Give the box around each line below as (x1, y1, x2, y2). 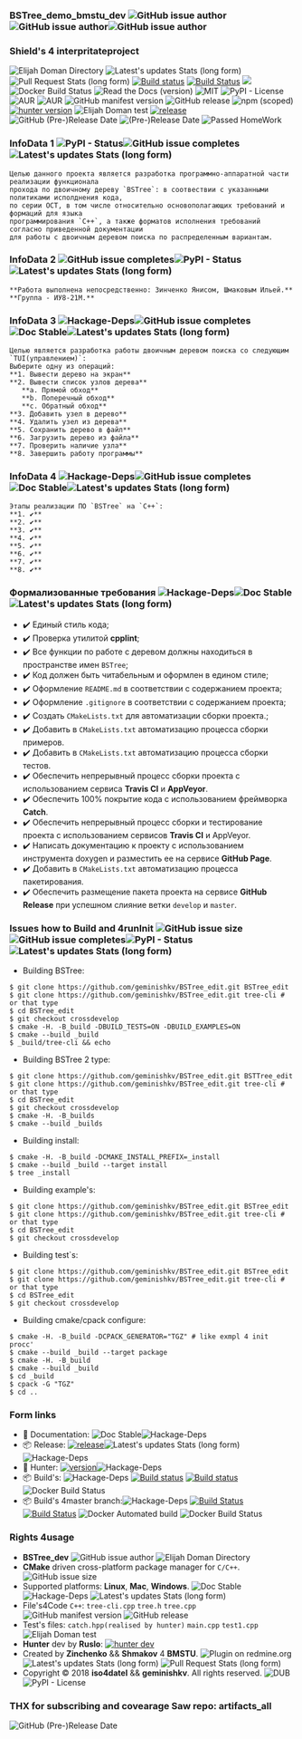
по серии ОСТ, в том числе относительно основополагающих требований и (9, 200, 285, 210)
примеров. (22, 737, 65, 748)
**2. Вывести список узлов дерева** (9, 378, 147, 387)
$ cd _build (9, 1372, 54, 1381)
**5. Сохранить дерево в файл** (9, 426, 131, 435)
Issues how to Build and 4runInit (9, 922, 154, 934)
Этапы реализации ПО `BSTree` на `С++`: (9, 502, 165, 511)
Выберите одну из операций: (9, 362, 116, 372)
